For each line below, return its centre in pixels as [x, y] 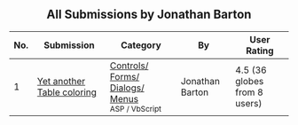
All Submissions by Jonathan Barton [149, 15]
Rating [259, 51]
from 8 [249, 92]
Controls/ [129, 66]
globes [249, 81]
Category [141, 45]
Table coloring [67, 92]
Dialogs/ [127, 88]
